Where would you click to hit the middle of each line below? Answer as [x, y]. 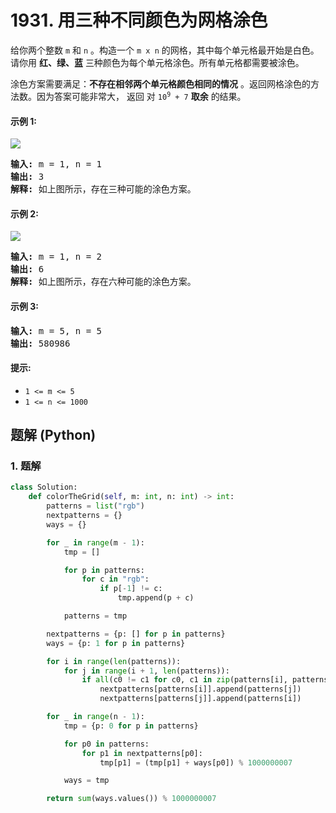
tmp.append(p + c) [156, 598]
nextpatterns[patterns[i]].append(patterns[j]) [200, 689]
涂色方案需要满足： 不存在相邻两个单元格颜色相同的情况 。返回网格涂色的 [160, 83]
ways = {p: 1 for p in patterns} [116, 643]
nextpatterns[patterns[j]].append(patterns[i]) [200, 699]
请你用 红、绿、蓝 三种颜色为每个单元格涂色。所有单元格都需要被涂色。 [157, 62]
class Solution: [44, 487]
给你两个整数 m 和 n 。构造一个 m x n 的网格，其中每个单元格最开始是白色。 [165, 50]
